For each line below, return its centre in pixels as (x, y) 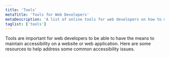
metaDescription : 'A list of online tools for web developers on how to (83, 19)
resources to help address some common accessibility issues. (70, 49)
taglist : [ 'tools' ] (26, 24)
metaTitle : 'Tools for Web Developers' (47, 15)
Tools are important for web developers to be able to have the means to (80, 38)
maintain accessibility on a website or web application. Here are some (78, 44)
